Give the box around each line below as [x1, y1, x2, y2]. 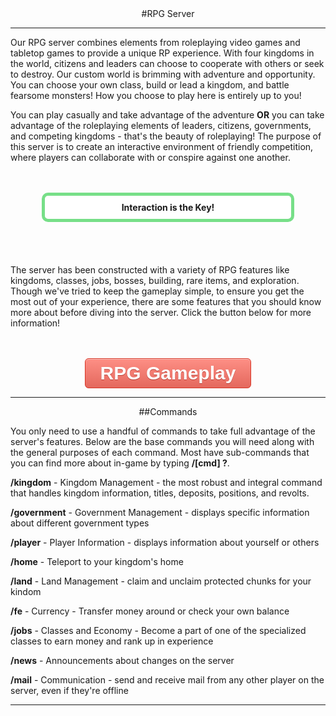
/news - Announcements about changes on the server [10, 655, 235, 666]
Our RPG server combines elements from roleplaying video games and [10, 37, 301, 48]
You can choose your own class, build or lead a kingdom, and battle [10, 79, 290, 91]
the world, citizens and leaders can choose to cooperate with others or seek [10, 58, 325, 69]
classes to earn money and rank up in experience [10, 635, 214, 647]
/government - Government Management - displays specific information [10, 507, 310, 518]
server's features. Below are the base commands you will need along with [10, 436, 315, 447]
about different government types [10, 517, 150, 529]
